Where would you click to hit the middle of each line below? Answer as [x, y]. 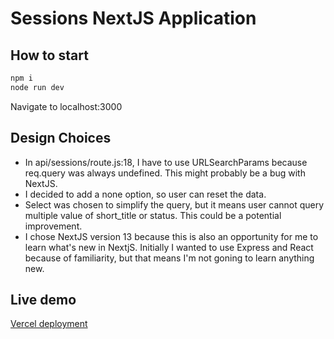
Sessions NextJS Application [133, 18]
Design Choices [61, 138]
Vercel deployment [49, 324]
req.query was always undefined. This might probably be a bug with [165, 173]
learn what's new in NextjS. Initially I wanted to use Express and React [169, 247]
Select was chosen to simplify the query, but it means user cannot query [174, 204]
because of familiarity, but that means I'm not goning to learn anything [169, 258]
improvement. [53, 226]
